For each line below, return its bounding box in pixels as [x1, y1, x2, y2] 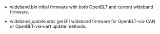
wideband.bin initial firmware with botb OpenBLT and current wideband [9, 4, 154, 10]
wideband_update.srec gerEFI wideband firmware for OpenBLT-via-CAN [9, 19, 155, 24]
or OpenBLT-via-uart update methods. [9, 23, 87, 29]
